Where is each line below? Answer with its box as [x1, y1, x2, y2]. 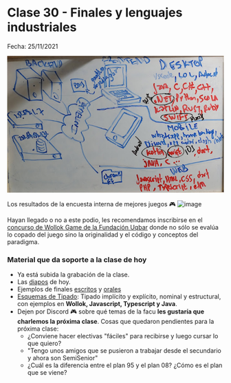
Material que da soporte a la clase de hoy [7, 254, 147, 264]
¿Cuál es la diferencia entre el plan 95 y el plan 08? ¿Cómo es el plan [27, 361, 223, 369]
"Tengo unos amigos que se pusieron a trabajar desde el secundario [27, 346, 221, 355]
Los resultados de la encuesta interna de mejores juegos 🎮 [7, 199, 177, 208]
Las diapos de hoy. [16, 277, 71, 286]
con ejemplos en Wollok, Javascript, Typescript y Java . [16, 299, 177, 307]
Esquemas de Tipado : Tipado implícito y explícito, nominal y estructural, [16, 292, 221, 300]
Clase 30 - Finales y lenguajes [7, 5, 183, 21]
